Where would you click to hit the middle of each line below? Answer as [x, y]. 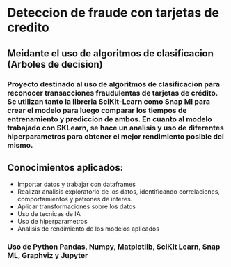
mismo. [20, 145]
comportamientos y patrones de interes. [75, 199]
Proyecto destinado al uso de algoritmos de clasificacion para [114, 84]
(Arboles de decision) [55, 64]
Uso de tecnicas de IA [49, 214]
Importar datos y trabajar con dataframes [76, 184]
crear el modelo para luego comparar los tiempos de [97, 110]
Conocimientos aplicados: [65, 168]
